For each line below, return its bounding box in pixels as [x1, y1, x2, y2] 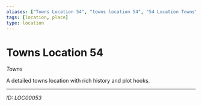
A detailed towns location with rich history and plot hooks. [6, 77, 150, 84]
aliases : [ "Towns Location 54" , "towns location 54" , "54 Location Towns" [6, 8, 198, 15]
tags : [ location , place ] [6, 14, 69, 20]
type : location [6, 20, 44, 26]
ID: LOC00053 [6, 94, 42, 102]
